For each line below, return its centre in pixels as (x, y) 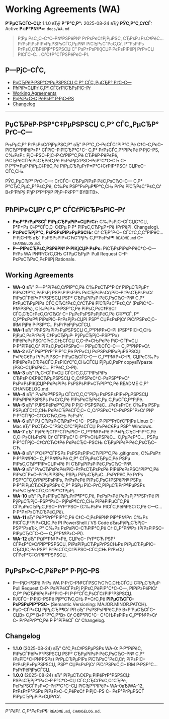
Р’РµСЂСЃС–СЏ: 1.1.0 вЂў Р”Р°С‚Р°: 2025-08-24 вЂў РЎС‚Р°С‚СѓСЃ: (79, 23)
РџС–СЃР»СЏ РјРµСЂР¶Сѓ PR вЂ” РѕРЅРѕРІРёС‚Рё (67, 610)
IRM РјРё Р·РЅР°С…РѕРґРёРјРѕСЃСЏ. (52, 325)
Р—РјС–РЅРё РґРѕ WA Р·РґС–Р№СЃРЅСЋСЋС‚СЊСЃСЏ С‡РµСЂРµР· (87, 583)
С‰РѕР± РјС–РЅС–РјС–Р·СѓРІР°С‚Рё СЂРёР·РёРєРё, (62, 155)
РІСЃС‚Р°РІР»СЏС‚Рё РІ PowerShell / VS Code (61, 523)
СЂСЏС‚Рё (24, 550)
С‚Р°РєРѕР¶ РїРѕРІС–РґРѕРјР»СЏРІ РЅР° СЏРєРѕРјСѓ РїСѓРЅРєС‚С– (84, 319)
